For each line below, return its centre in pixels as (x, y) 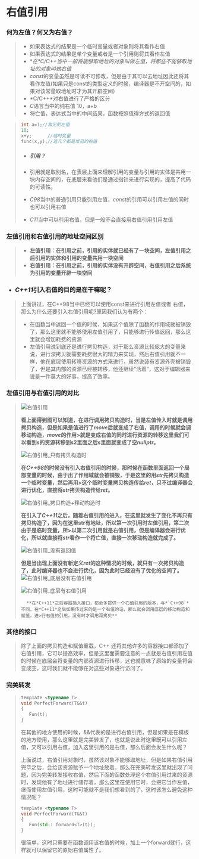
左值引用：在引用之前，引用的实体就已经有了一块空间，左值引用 (108, 250)
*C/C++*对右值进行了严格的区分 (70, 98)
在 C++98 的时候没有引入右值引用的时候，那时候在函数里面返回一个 (102, 467)
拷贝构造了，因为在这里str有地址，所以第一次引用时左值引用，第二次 (105, 523)
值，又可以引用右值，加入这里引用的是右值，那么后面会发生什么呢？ (104, 747)
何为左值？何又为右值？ (40, 32)
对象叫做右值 (56, 69)
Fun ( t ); (38, 715)
